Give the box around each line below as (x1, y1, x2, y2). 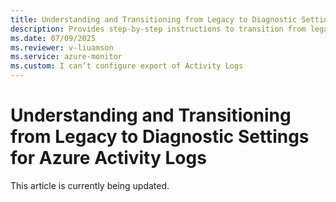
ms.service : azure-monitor (10, 52, 123, 62)
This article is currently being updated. (10, 179, 170, 191)
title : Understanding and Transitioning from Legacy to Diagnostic (10, 14, 298, 25)
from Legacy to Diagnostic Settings (10, 126, 310, 148)
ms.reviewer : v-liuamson (10, 42, 114, 53)
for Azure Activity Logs (10, 147, 207, 170)
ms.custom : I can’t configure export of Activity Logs (10, 61, 244, 71)
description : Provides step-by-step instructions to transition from (10, 24, 307, 34)
